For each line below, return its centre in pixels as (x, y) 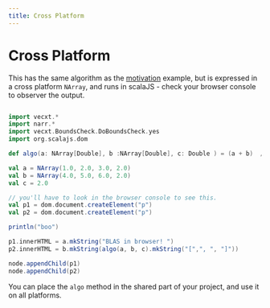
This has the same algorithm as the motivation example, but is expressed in (133, 78)
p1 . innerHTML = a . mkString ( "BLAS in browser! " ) (91, 242)
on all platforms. (35, 295)
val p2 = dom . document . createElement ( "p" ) (80, 213)
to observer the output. (47, 95)
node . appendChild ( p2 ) (45, 271)
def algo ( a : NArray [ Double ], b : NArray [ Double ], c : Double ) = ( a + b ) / (136, 154)
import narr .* (32, 124)
